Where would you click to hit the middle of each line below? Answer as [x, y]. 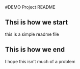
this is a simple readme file [32, 34]
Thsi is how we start [36, 22]
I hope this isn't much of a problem [40, 61]
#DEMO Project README [30, 7]
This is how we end [35, 50]
